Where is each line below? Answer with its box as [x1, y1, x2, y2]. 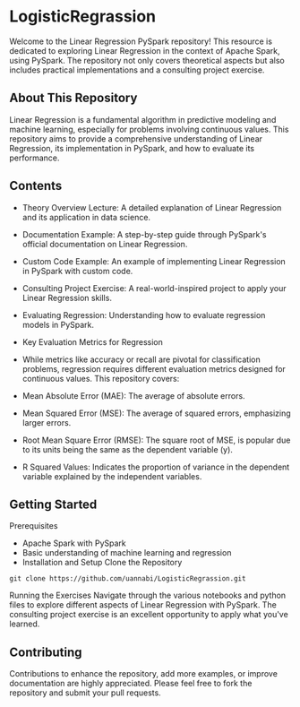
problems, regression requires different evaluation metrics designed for [21, 363, 287, 374]
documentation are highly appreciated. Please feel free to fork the [9, 678, 253, 689]
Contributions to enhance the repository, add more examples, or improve [9, 668, 278, 679]
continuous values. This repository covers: [21, 373, 180, 384]
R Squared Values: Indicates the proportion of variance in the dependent [21, 461, 290, 472]
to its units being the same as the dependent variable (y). [21, 444, 233, 454]
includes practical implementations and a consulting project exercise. [9, 65, 265, 75]
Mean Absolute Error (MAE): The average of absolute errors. [21, 390, 245, 401]
